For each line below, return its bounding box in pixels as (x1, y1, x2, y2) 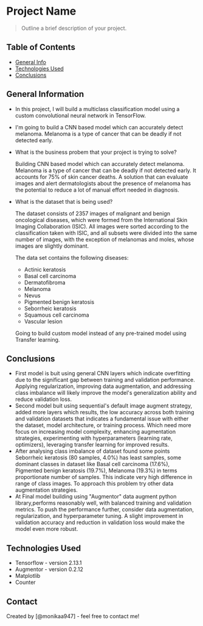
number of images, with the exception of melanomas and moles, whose (15, 236, 194, 243)
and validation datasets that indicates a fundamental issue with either (15, 415, 189, 422)
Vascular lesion (24, 317, 63, 325)
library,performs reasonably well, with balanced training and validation (15, 499, 191, 507)
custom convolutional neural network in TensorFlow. (15, 112, 146, 119)
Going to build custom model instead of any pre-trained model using (15, 329, 187, 337)
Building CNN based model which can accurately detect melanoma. (15, 160, 185, 167)
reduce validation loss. (15, 395, 72, 403)
